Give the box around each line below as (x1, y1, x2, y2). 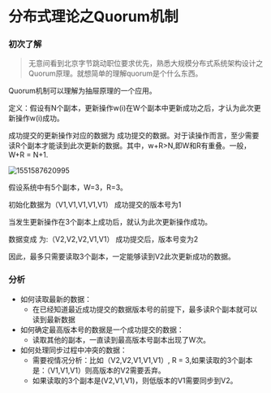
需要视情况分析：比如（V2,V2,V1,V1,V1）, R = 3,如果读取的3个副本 (32, 355, 253, 365)
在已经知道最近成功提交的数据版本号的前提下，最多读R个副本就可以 (32, 304, 258, 314)
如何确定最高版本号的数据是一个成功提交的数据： (19, 325, 184, 334)
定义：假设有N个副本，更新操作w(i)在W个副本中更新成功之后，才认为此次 (8, 103, 254, 113)
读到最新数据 (32, 314, 75, 324)
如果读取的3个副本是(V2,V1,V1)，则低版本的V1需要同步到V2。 (32, 375, 238, 385)
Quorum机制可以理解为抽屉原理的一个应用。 (8, 86, 157, 96)
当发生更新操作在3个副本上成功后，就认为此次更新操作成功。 (8, 217, 213, 227)
